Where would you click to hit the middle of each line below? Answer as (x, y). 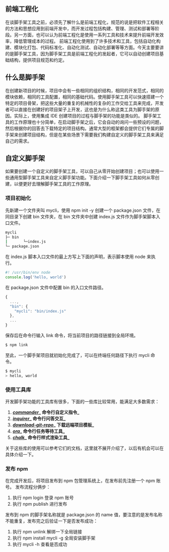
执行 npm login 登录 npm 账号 (43, 498)
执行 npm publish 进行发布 (40, 504)
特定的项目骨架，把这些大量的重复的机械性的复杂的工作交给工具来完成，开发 (84, 103)
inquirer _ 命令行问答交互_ (39, 419)
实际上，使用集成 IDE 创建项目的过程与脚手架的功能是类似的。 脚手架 (86, 115)
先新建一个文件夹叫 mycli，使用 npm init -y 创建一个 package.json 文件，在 (83, 210)
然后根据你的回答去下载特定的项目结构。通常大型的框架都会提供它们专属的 (82, 128)
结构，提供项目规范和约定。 (38, 60)
